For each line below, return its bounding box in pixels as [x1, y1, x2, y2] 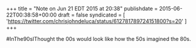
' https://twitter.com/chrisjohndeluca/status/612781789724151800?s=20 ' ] [6, 18, 187, 24]
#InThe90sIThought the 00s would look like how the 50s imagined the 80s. [6, 36, 191, 42]
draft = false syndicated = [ [58, 11, 125, 18]
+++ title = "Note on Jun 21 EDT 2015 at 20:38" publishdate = [6, 5, 158, 12]
